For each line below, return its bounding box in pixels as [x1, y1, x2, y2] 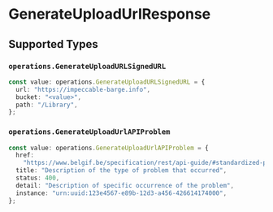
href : [15, 151, 35, 159]
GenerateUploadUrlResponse [8, 5, 211, 24]
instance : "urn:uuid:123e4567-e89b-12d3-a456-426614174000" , [15, 188, 227, 197]
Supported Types [8, 37, 99, 51]
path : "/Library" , [15, 101, 79, 109]
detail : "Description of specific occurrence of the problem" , [15, 181, 234, 189]
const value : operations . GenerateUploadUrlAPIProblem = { [8, 144, 209, 152]
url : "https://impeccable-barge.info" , [15, 85, 151, 93]
